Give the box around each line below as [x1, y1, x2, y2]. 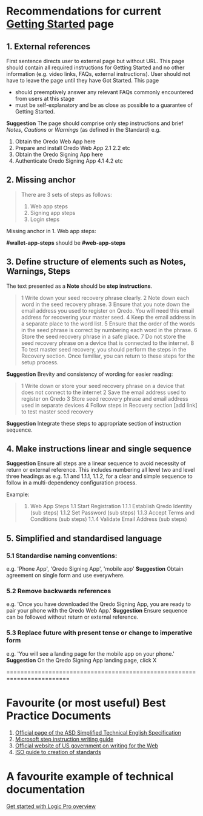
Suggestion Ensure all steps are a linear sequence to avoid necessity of [6, 460, 186, 467]
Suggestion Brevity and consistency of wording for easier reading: [6, 370, 173, 378]
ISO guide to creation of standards [15, 748, 101, 755]
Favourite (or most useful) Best [6, 696, 166, 710]
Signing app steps [30, 209, 76, 216]
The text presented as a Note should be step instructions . [6, 282, 153, 290]
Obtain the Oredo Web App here [15, 138, 96, 145]
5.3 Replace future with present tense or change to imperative [6, 628, 193, 637]
